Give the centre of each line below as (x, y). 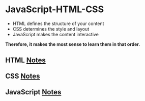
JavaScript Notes (33, 92)
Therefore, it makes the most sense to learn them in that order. (73, 44)
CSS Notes (23, 76)
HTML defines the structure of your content (58, 23)
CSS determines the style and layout (51, 29)
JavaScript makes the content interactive (56, 34)
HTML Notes (25, 60)
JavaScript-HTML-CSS (55, 9)
